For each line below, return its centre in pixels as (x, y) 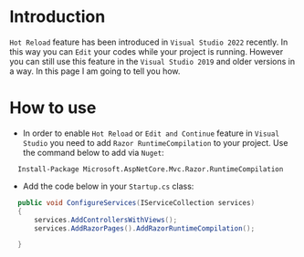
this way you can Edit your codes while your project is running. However (147, 51)
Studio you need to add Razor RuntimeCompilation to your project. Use (155, 142)
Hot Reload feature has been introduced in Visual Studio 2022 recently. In (149, 42)
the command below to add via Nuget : (93, 152)
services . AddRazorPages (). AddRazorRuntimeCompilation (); (144, 228)
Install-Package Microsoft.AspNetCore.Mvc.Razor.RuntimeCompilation (151, 169)
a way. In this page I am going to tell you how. (95, 71)
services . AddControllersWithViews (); (105, 220)
